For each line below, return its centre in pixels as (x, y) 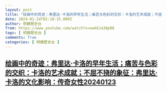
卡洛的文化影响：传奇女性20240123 (61, 82)
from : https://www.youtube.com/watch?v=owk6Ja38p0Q (60, 28)
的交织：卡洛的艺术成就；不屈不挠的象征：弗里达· (82, 73)
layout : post (19, 10)
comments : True (21, 38)
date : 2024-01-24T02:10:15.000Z (39, 19)
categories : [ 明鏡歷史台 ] (32, 42)
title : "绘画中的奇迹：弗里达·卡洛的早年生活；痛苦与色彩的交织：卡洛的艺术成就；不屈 (84, 14)
